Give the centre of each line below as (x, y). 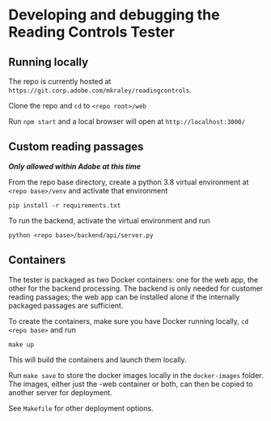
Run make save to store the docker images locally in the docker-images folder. (136, 375)
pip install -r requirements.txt (65, 205)
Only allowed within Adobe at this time (75, 166)
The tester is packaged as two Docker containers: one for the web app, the (133, 279)
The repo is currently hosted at (60, 81)
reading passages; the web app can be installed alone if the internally (124, 296)
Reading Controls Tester (92, 32)
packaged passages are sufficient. (66, 305)
